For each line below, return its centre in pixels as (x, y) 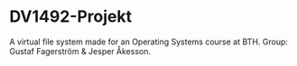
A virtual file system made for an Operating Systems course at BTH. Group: (149, 42)
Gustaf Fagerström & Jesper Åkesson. (80, 51)
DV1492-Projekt (71, 17)
